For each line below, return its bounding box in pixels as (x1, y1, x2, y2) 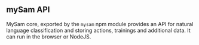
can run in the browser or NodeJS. (6, 33, 91, 40)
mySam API (6, 5, 50, 15)
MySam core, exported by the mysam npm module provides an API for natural (6, 20, 194, 27)
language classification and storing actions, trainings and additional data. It (6, 27, 191, 34)
